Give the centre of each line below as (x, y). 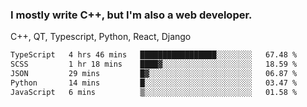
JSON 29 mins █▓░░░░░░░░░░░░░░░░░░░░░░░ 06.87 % (154, 74)
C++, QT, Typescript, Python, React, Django (101, 37)
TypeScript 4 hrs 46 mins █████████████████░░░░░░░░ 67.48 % (154, 55)
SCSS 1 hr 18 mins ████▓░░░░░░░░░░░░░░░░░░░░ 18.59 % (154, 64)
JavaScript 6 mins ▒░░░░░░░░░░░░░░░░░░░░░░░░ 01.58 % (154, 92)
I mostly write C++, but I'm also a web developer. (131, 15)
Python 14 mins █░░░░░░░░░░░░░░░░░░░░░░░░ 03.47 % (154, 83)
